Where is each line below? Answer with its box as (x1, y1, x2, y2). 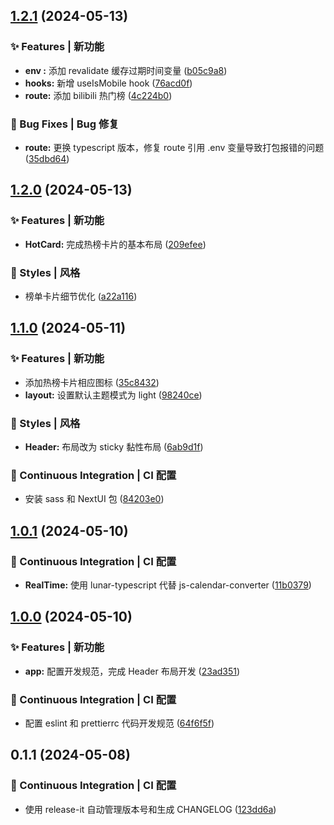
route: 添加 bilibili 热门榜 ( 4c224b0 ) (24, 89, 173, 101)
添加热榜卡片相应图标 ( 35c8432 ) (24, 376, 160, 388)
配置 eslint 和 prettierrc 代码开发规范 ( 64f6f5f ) (24, 717, 215, 729)
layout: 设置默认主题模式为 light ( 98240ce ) (24, 389, 203, 401)
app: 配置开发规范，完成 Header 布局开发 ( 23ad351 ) (24, 665, 241, 677)
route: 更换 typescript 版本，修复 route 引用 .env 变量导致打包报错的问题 (24, 141, 325, 153)
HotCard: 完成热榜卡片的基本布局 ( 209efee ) (24, 238, 207, 250)
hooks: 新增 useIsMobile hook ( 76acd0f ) (24, 77, 193, 89)
